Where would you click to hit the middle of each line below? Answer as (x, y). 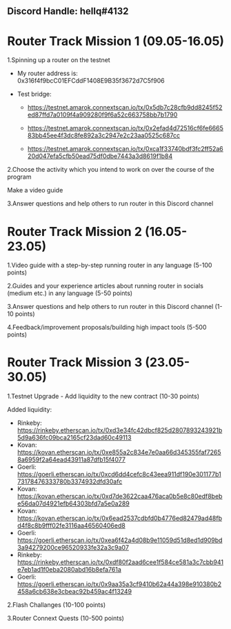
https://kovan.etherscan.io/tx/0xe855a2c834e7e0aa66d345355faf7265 (119, 452)
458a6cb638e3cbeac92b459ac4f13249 (74, 592)
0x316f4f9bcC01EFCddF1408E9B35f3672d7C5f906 (91, 81)
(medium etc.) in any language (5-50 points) (70, 293)
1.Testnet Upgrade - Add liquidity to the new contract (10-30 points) (103, 397)
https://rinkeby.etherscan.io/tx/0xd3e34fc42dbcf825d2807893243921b (120, 430)
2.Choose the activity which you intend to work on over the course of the (111, 170)
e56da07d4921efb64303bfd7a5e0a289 (73, 503)
